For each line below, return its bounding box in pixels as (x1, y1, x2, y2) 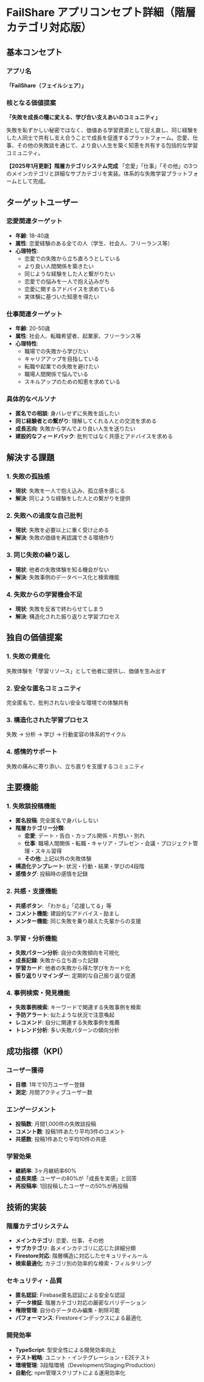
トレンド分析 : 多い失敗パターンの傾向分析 (15, 1026, 120, 1034)
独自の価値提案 (6, 632, 63, 643)
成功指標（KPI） (6, 1046, 68, 1056)
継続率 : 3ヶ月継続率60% (15, 1167, 77, 1175)
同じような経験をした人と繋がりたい (24, 270, 116, 277)
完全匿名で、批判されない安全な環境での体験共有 (6, 699, 129, 706)
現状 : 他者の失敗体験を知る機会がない (15, 565, 110, 573)
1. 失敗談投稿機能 (6, 801, 57, 810)
